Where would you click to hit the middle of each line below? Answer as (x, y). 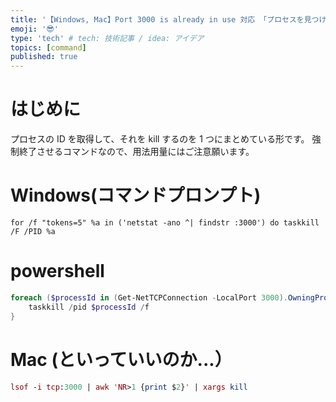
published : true (44, 57)
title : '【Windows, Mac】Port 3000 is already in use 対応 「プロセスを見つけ (168, 19)
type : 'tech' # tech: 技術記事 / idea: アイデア (107, 38)
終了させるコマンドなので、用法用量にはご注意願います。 (136, 152)
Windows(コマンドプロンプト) (136, 195)
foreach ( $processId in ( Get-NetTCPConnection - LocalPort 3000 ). (149, 297)
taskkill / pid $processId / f (89, 307)
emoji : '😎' (34, 29)
